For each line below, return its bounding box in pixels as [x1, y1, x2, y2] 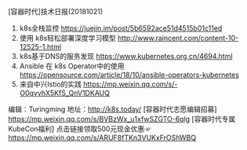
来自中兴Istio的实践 [19, 79, 82, 89]
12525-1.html [19, 42, 61, 51]
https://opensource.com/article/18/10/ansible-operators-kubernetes [19, 70, 239, 79]
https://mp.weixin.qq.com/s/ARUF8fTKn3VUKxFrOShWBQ [8, 133, 197, 142]
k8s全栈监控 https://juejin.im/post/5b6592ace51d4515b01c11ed [19, 24, 223, 33]
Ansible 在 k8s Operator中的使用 [19, 61, 125, 71]
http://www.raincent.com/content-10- [117, 34, 239, 42]
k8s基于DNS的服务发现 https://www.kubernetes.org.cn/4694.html [19, 52, 233, 60]
